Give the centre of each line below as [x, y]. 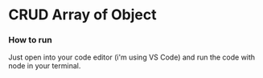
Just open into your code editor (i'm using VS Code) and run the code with [132, 57]
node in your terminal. [45, 66]
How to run [30, 40]
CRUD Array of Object [82, 15]
